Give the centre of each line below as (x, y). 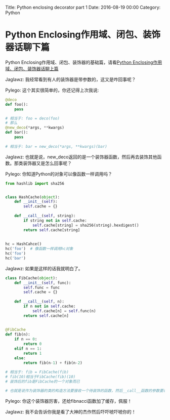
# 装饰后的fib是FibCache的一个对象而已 (42, 382)
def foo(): (17, 104)
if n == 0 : (26, 339)
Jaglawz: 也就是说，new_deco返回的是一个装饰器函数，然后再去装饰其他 (81, 157)
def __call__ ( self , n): (39, 302)
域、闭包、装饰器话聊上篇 (32, 68)
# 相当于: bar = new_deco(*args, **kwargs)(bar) (56, 146)
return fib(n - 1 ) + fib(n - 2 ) (53, 363)
